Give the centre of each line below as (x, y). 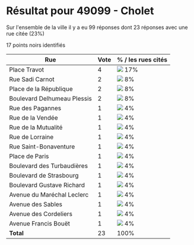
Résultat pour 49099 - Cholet (80, 11)
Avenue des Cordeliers (41, 214)
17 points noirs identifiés (36, 45)
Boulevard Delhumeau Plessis (50, 98)
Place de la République (41, 89)
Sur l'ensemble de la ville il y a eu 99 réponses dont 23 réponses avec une (97, 27)
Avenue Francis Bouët (39, 223)
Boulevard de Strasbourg (44, 175)
